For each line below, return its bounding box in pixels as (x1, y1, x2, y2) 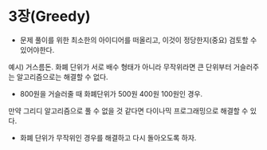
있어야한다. (19, 45, 55, 54)
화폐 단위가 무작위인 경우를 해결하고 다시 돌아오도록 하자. (19, 132, 197, 142)
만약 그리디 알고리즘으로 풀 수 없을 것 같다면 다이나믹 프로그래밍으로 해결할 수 (8, 105, 249, 116)
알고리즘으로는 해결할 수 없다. (16, 72, 109, 81)
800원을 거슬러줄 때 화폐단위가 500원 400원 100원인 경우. (19, 89, 203, 98)
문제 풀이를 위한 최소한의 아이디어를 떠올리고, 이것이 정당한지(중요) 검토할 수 (19, 35, 257, 45)
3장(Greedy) (8, 7, 91, 26)
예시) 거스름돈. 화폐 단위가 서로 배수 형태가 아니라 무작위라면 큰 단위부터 (8, 61, 232, 72)
